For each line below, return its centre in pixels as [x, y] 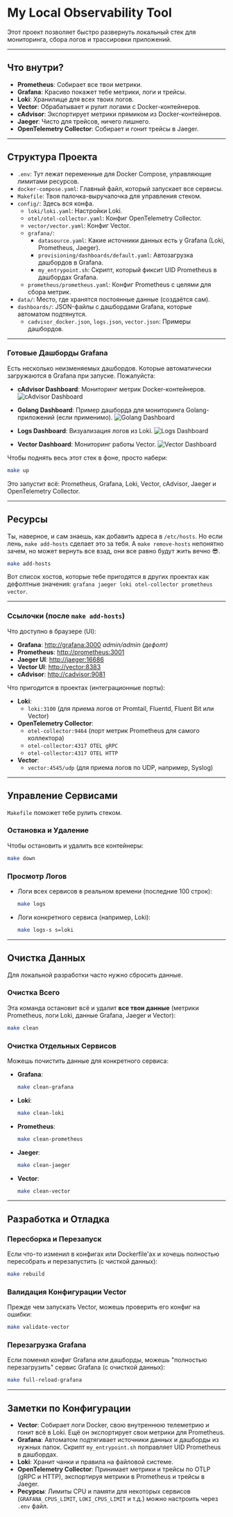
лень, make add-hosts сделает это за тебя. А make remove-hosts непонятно [115, 544]
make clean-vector [44, 1191]
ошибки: [20, 1314]
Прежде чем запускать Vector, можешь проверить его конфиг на [104, 1307]
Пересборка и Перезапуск [54, 1239]
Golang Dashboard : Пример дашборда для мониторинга [101, 410]
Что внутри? [35, 68]
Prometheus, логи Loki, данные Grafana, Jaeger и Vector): [92, 1015]
